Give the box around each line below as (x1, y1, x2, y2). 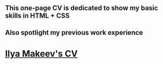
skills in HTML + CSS (5, 12, 70, 20)
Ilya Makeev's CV (5, 48, 78, 59)
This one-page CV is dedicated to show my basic (5, 4, 158, 12)
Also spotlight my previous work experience (5, 28, 143, 36)
